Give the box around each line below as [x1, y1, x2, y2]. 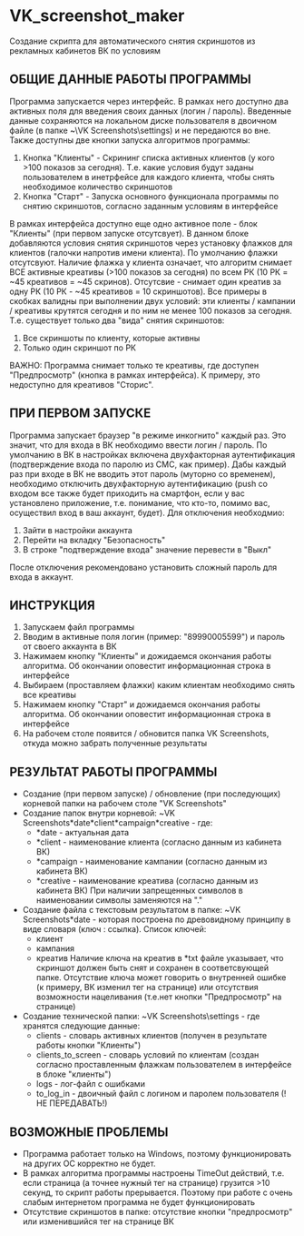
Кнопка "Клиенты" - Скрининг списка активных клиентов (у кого [22, 152, 275, 163]
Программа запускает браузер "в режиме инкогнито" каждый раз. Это [9, 430, 287, 441]
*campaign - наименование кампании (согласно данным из [35, 856, 268, 867]
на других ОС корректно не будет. [22, 1158, 156, 1169]
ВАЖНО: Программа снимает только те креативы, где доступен [9, 360, 260, 370]
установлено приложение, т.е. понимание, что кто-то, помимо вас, [9, 497, 270, 508]
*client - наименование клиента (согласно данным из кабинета [35, 836, 282, 847]
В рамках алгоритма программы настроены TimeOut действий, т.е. [22, 1168, 285, 1179]
